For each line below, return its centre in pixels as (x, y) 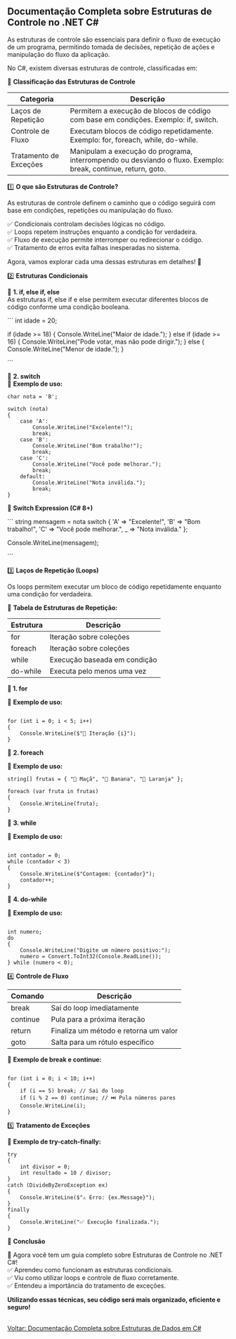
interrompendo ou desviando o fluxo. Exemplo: (147, 159)
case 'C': (34, 458)
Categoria (37, 99)
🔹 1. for (18, 688)
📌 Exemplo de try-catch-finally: (54, 1142)
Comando (27, 995)
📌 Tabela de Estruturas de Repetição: (63, 608)
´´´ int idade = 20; (32, 320)
